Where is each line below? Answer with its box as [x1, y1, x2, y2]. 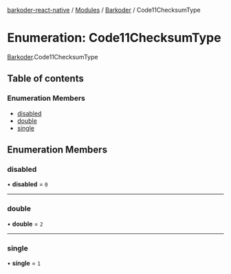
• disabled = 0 [7, 180, 48, 188]
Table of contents [7, 72, 84, 85]
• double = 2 [7, 219, 43, 228]
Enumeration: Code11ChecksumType [7, 30, 221, 46]
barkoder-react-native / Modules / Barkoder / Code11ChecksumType [7, 6, 201, 14]
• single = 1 [7, 259, 41, 267]
